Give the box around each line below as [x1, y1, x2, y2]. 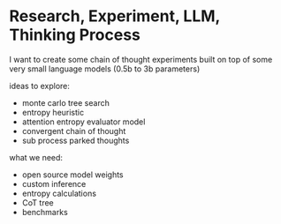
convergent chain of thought [21, 125, 126, 136]
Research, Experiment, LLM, [9, 6, 221, 26]
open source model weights [21, 169, 124, 180]
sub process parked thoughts [21, 135, 130, 146]
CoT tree [21, 197, 55, 208]
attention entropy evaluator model [21, 116, 146, 127]
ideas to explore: [9, 80, 71, 91]
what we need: [9, 152, 64, 162]
